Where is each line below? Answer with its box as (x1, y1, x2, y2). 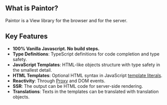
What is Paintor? (5, 4, 59, 13)
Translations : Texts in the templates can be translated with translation (12, 88, 159, 94)
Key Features (5, 32, 48, 41)
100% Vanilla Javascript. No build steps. (12, 45, 100, 51)
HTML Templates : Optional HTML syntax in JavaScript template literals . (12, 72, 163, 78)
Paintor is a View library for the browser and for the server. (5, 17, 128, 23)
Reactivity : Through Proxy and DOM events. (12, 78, 105, 84)
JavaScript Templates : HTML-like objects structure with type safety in (12, 62, 160, 68)
